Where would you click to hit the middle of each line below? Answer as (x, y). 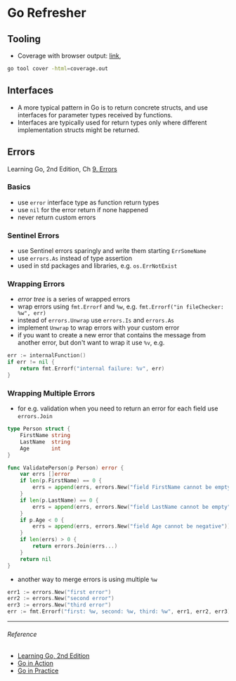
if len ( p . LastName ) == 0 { (59, 500)
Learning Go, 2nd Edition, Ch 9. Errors (62, 169)
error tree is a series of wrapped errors (74, 299)
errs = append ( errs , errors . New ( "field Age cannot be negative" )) (132, 526)
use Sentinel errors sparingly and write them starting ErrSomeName (112, 251)
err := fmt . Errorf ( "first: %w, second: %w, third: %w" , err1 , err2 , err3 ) (119, 612)
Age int (40, 448)
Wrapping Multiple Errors (51, 393)
